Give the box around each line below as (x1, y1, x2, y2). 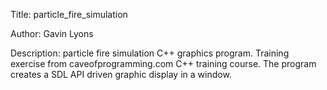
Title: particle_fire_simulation (10, 9, 128, 20)
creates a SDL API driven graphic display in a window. (10, 69, 232, 80)
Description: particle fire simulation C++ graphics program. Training (10, 47, 290, 59)
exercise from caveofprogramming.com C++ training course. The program (10, 58, 317, 69)
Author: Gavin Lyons (10, 28, 94, 39)
